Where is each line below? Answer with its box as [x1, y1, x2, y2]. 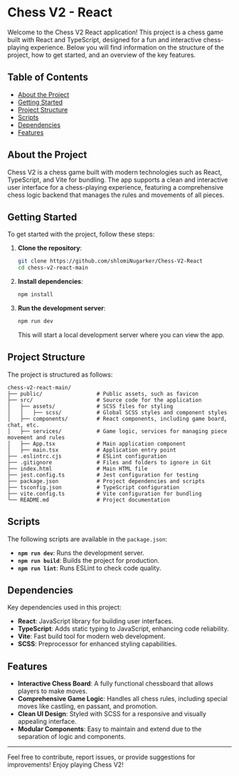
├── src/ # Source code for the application [7, 397, 202, 404]
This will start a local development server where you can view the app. [17, 330, 225, 339]
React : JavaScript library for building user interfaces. [17, 617, 174, 626]
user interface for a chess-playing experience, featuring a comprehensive [7, 183, 224, 191]
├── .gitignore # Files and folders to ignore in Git [7, 459, 212, 466]
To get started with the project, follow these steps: [7, 230, 155, 239]
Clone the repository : [17, 244, 83, 252]
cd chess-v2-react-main [17, 265, 89, 272]
